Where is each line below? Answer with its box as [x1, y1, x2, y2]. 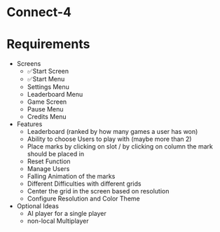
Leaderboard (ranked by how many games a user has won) [27, 128, 198, 136]
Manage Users [27, 165, 70, 173]
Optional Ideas [16, 202, 59, 210]
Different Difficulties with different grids [27, 179, 142, 188]
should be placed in [27, 150, 85, 158]
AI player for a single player [27, 210, 106, 218]
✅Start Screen [27, 67, 69, 76]
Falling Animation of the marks [27, 172, 116, 181]
